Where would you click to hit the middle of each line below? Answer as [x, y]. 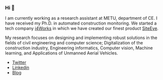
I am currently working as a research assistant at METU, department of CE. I [81, 18]
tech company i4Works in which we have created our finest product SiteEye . [82, 28]
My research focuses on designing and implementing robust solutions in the [81, 38]
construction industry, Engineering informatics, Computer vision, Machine [79, 48]
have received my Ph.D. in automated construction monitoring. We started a [81, 23]
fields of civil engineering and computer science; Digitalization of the [74, 43]
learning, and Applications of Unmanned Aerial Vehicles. [62, 53]
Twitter [19, 63]
